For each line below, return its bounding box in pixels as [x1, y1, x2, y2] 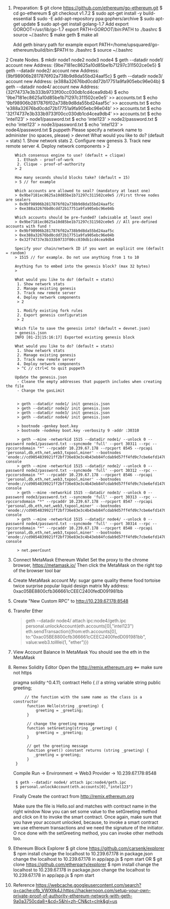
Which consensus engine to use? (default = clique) [15, 153, 126, 158]
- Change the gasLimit [17, 388, 65, 393]
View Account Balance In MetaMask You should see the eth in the [13, 649, 150, 655]
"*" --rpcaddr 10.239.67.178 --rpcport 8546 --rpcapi [37, 472, 153, 477]
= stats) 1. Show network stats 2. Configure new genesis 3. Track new [6, 137, 151, 144]
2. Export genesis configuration [17, 312, 87, 318]
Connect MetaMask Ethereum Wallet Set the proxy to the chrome [13, 557, 148, 563]
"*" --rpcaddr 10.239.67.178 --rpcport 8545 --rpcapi [37, 446, 153, 451]
